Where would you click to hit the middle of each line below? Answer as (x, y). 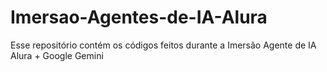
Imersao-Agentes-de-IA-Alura (139, 17)
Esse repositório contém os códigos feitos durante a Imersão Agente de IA (163, 45)
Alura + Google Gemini (57, 55)
